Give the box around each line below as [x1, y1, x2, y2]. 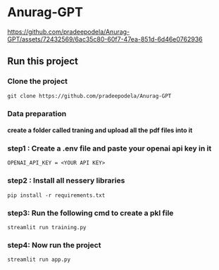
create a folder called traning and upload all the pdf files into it [7, 126, 193, 134]
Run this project [7, 56, 79, 67]
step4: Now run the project [7, 240, 101, 250]
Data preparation [7, 108, 67, 118]
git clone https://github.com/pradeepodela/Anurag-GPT [7, 92, 172, 99]
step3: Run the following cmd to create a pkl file [7, 208, 174, 218]
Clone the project [7, 77, 68, 86]
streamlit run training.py [7, 224, 87, 231]
